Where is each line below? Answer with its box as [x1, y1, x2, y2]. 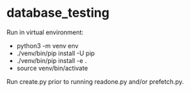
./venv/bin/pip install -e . [16, 56, 87, 64]
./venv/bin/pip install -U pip [16, 49, 95, 57]
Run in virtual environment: [6, 28, 84, 36]
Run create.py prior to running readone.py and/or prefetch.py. [6, 77, 184, 85]
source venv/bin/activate [16, 64, 89, 72]
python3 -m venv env [16, 41, 79, 50]
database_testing [6, 5, 109, 21]
